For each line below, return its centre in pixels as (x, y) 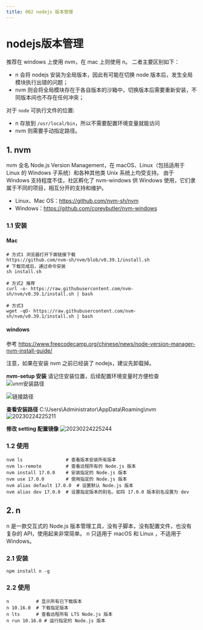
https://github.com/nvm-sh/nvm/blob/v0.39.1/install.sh (78, 260)
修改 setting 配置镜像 (33, 428)
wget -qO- (19, 311)
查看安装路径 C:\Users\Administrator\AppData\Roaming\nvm (81, 409)
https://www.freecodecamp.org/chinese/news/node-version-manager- (107, 343)
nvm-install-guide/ (29, 350)
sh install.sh (24, 271)
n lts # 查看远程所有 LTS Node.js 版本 (60, 615)
